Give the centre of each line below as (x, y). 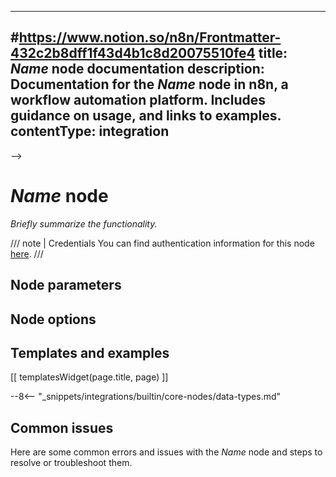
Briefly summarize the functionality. (84, 223)
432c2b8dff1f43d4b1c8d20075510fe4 (133, 53)
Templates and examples (90, 352)
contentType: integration (90, 131)
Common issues (62, 427)
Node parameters (66, 285)
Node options (53, 319)
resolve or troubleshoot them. (71, 463)
